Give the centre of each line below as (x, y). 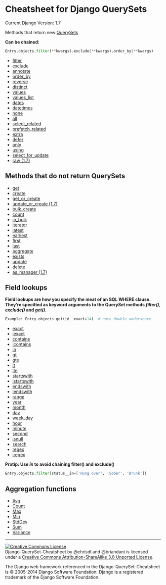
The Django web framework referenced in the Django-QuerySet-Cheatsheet (83, 567)
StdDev (20, 522)
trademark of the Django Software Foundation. (52, 577)
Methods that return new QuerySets (42, 32)
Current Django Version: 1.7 (33, 23)
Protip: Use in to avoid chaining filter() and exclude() (60, 464)
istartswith (23, 381)
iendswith (22, 391)
